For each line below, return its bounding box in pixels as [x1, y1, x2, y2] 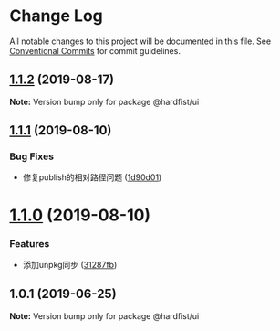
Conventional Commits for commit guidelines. [9, 45, 181, 56]
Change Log [9, 5, 103, 27]
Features [9, 237, 50, 250]
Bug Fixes [9, 150, 55, 163]
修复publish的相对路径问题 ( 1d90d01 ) [22, 172, 162, 183]
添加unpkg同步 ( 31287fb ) [22, 259, 118, 270]
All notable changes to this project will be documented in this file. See [9, 36, 272, 47]
